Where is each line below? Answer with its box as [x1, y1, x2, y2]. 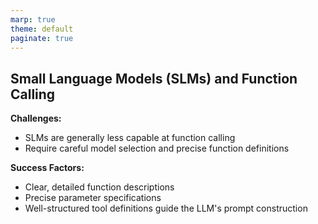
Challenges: [10, 112, 62, 125]
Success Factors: [10, 162, 85, 174]
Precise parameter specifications [24, 192, 162, 204]
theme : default [10, 24, 74, 34]
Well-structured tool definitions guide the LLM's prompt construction [24, 202, 308, 215]
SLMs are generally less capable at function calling [24, 132, 236, 144]
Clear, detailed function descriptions [24, 181, 175, 193]
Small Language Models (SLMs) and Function [10, 70, 298, 87]
